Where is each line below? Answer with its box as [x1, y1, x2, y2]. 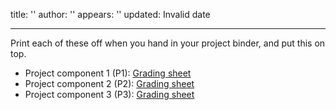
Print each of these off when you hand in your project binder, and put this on [10, 37, 326, 49]
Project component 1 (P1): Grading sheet [24, 67, 192, 79]
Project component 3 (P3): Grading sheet [24, 89, 195, 100]
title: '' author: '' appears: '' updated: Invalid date [10, 9, 211, 20]
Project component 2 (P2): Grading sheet [24, 78, 195, 89]
